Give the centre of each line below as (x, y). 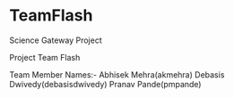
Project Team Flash (45, 57)
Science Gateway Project (56, 40)
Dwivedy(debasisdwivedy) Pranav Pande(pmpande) (105, 84)
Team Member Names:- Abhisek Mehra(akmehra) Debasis (117, 74)
